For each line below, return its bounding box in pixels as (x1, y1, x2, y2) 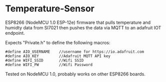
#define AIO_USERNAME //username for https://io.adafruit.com (5, 49, 144, 54)
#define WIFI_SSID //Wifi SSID (5, 58, 84, 63)
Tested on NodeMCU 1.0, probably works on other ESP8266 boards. (5, 71, 146, 77)
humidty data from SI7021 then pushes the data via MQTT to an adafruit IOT (5, 24, 161, 30)
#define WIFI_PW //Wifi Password (5, 62, 93, 67)
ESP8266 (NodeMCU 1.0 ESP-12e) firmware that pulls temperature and (5, 19, 151, 25)
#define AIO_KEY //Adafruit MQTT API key (5, 53, 111, 59)
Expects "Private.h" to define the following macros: (5, 39, 110, 45)
